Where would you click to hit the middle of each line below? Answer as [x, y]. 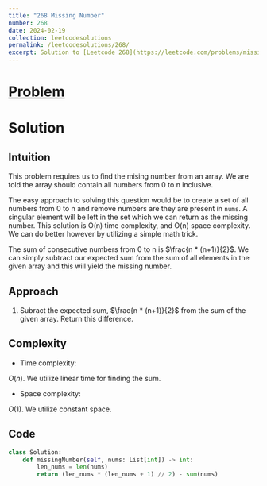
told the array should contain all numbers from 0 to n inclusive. [110, 185]
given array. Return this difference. [76, 319]
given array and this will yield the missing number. [90, 266]
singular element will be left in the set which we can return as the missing [128, 217]
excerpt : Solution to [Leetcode [62, 52]
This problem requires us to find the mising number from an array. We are [128, 176]
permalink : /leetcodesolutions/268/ [69, 45]
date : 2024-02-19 [37, 30]
